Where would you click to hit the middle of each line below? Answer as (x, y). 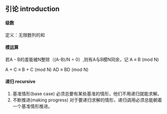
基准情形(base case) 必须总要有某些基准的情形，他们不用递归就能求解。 (87, 94)
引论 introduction (32, 9)
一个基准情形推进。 (32, 106)
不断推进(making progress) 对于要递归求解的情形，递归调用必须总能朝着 (87, 100)
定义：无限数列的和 (25, 35)
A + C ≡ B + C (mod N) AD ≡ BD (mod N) (47, 69)
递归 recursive (20, 81)
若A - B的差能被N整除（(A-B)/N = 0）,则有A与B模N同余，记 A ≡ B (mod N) (82, 59)
